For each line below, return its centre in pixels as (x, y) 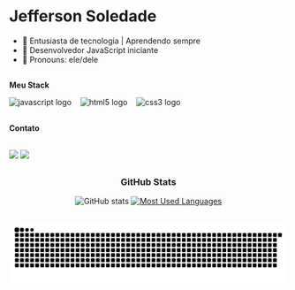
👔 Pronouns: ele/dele (60, 59)
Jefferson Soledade (83, 16)
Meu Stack (30, 85)
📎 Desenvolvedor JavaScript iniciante (90, 50)
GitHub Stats (148, 182)
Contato (24, 128)
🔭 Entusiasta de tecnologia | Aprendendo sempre (111, 41)
